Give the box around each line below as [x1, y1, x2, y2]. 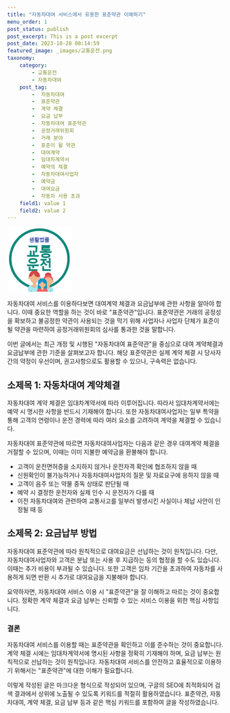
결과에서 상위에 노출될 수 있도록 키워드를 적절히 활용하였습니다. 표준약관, [14, 690, 209, 698]
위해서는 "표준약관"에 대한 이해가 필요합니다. [14, 666, 134, 674]
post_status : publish [7, 25, 69, 32]
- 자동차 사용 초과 [32, 193, 80, 200]
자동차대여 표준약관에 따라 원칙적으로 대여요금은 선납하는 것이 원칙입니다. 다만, [7, 547, 218, 555]
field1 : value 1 [19, 200, 67, 206]
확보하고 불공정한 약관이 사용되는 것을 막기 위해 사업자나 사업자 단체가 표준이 [14, 317, 220, 325]
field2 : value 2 [19, 207, 67, 214]
